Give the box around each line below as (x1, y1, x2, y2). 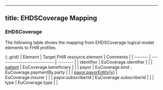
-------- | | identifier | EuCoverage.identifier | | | (57, 59, 153, 65)
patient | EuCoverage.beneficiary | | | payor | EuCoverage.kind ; (5, 64, 132, 70)
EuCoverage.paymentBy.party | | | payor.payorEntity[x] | (5, 69, 117, 75)
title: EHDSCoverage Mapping (5, 14, 97, 22)
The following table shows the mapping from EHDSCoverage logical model (5, 39, 154, 45)
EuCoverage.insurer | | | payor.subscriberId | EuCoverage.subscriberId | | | (5, 74, 154, 80)
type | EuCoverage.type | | (5, 79, 58, 85)
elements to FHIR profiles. (5, 44, 57, 51)
